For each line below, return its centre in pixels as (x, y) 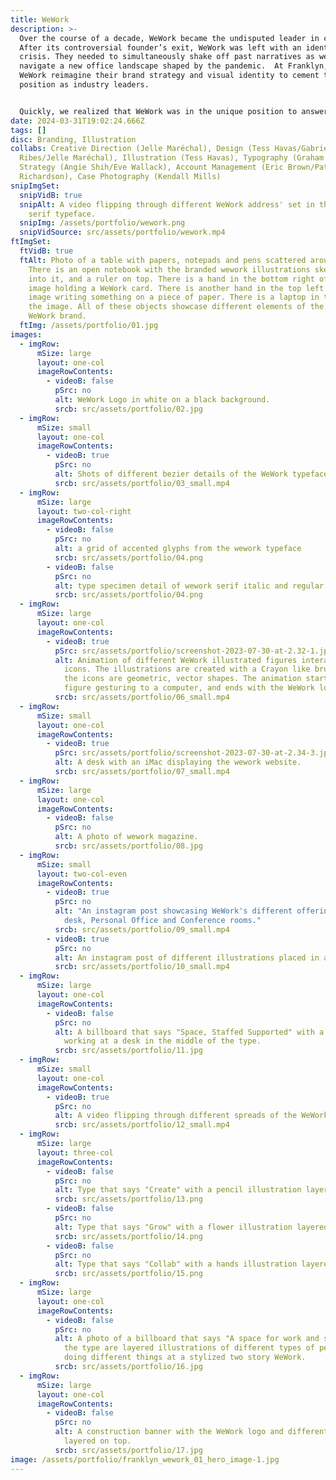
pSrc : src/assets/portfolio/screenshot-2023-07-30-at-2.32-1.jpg (193, 651)
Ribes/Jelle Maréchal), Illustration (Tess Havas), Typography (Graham (172, 158)
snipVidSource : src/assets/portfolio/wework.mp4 (122, 232)
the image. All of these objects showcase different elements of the (176, 307)
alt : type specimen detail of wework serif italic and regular (189, 586)
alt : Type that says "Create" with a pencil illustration (178, 1190)
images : (26, 334)
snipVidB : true (51, 195)
